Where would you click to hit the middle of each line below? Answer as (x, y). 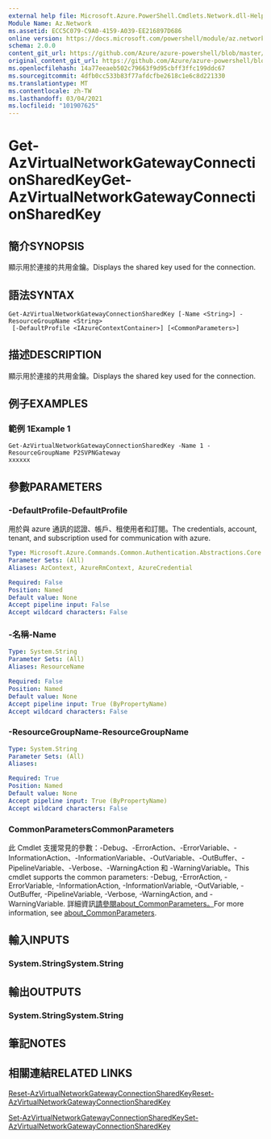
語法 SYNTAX (42, 295)
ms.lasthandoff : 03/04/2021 (56, 98)
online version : (35, 38)
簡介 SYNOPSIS (46, 246)
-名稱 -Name (32, 634)
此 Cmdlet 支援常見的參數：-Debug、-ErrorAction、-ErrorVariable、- (123, 848)
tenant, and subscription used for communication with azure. (110, 538)
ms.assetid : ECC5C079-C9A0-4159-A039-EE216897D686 (95, 31)
